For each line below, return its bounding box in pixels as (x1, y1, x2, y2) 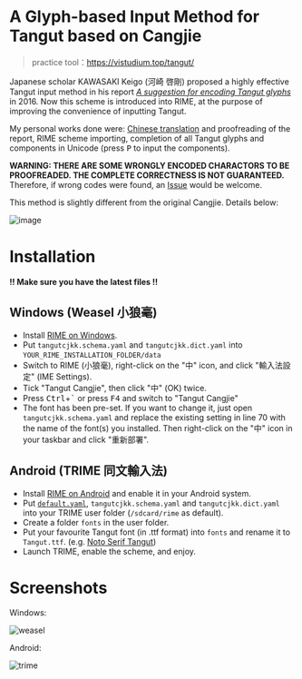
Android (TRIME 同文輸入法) (9, 463, 168, 478)
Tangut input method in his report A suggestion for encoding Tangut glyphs (9, 86, 292, 97)
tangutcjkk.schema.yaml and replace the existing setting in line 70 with (22, 411, 286, 423)
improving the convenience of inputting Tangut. (9, 105, 187, 116)
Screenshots (9, 577, 108, 598)
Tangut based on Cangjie (9, 25, 202, 46)
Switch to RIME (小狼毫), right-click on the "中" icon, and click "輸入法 (22, 359, 283, 370)
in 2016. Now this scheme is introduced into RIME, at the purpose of (9, 95, 263, 106)
